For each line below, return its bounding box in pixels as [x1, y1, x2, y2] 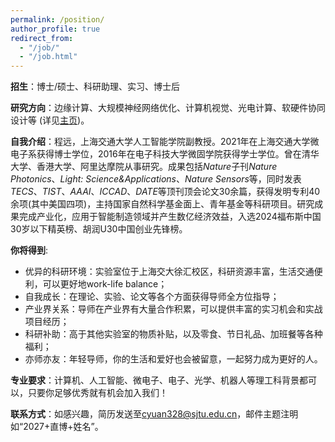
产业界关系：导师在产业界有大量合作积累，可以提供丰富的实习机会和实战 [24, 303, 323, 315]
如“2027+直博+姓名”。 [10, 421, 104, 433]
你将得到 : [10, 244, 49, 256]
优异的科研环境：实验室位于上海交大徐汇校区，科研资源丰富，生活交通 [24, 266, 315, 278]
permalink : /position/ [10, 14, 105, 25]
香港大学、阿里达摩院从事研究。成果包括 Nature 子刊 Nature [36, 161, 278, 173]
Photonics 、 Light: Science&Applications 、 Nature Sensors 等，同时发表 [10, 173, 302, 185]
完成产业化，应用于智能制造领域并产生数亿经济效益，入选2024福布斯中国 [18, 211, 322, 223]
